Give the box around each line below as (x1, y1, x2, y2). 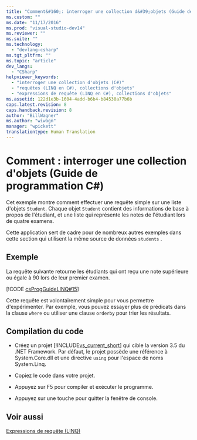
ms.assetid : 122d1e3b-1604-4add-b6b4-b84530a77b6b (6, 96, 133, 102)
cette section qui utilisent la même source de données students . (6, 235, 162, 242)
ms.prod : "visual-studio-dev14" (6, 25, 85, 31)
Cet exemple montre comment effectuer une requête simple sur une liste (6, 198, 182, 206)
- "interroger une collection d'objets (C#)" (11, 80, 125, 86)
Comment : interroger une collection (6, 154, 187, 168)
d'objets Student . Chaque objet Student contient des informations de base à (6, 205, 189, 212)
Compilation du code (6, 326, 84, 336)
